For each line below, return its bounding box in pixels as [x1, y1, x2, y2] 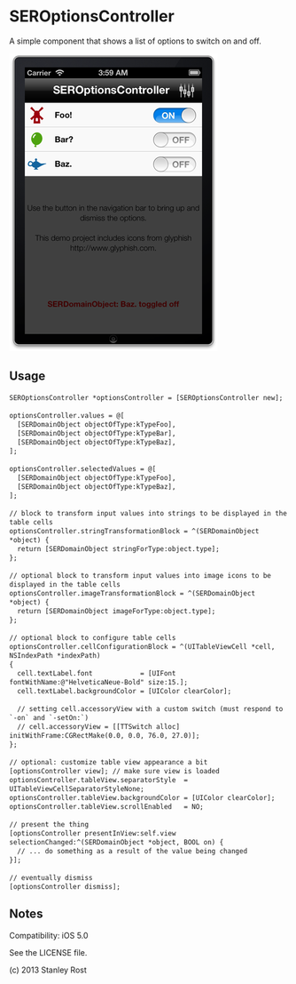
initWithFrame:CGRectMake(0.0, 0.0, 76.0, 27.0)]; [9, 731, 200, 740]
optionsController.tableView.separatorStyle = [9, 775, 189, 784]
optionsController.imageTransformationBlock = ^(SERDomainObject [9, 588, 255, 597]
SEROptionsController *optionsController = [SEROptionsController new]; [9, 393, 284, 402]
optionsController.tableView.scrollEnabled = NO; [9, 802, 204, 811]
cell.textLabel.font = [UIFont [17, 668, 176, 677]
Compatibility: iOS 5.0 [9, 930, 89, 940]
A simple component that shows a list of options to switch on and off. [9, 36, 261, 46]
